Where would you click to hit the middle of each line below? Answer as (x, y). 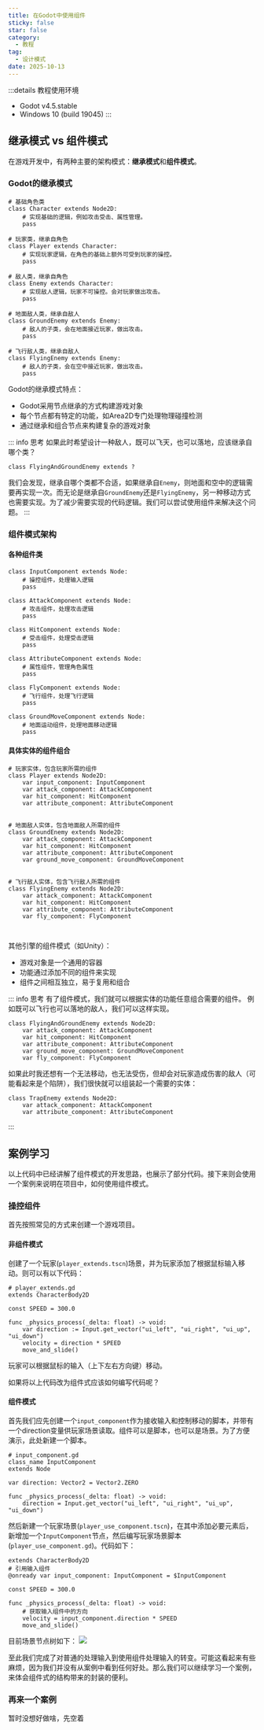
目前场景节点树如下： (42, 1640)
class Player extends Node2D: (58, 776)
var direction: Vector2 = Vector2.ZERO (73, 1483)
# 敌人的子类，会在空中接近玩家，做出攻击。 (84, 367)
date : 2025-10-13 (37, 67)
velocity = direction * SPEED (72, 1343)
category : (24, 37)
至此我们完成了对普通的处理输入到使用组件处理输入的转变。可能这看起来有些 (132, 1658)
